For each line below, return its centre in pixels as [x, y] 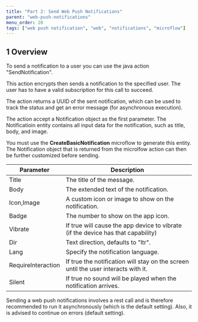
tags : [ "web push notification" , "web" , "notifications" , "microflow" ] [96, 28]
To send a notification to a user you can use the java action [78, 66]
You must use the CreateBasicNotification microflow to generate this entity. [99, 143]
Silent [17, 282]
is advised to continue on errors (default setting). [65, 313]
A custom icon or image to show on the [120, 199]
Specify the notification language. [112, 252]
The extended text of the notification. [117, 190]
